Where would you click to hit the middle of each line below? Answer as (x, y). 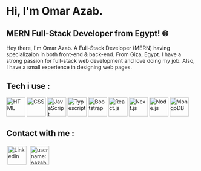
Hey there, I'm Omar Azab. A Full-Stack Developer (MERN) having (88, 48)
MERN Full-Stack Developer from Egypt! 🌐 (87, 34)
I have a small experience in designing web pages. (69, 67)
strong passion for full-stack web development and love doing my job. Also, (100, 61)
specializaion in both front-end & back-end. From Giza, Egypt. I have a (94, 54)
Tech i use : (28, 86)
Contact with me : (40, 133)
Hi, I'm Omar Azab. (54, 11)
